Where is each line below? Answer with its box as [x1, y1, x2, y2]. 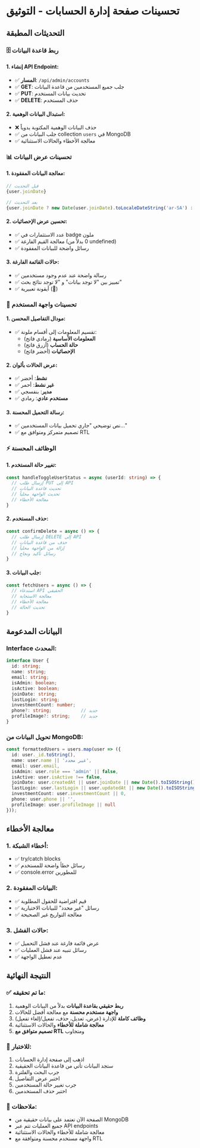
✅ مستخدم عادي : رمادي [14, 395, 68, 402]
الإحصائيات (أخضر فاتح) [23, 347, 76, 355]
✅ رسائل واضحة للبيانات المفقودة [14, 244, 89, 252]
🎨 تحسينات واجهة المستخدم [6, 300, 77, 308]
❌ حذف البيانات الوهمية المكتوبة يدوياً [14, 123, 97, 131]
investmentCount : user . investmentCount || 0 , [11, 791, 127, 797]
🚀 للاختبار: [6, 1042, 32, 1050]
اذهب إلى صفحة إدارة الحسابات [14, 1056, 85, 1063]
